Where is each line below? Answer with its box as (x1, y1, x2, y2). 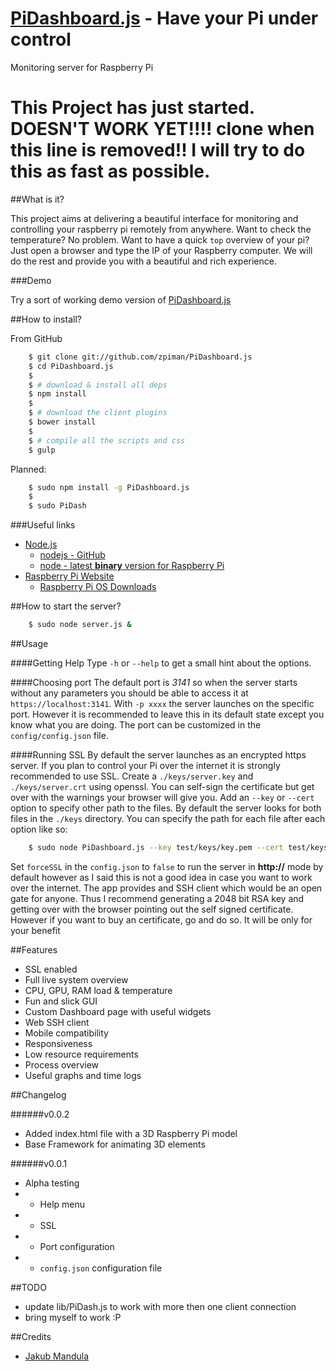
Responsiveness (24, 1037, 93, 1049)
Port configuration (39, 1240, 115, 1252)
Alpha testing (24, 1177, 80, 1189)
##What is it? (10, 193, 65, 205)
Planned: (10, 463, 47, 475)
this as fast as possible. (10, 160, 211, 183)
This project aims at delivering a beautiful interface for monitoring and (10, 212, 299, 224)
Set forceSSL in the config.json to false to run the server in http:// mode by (10, 860, 324, 872)
